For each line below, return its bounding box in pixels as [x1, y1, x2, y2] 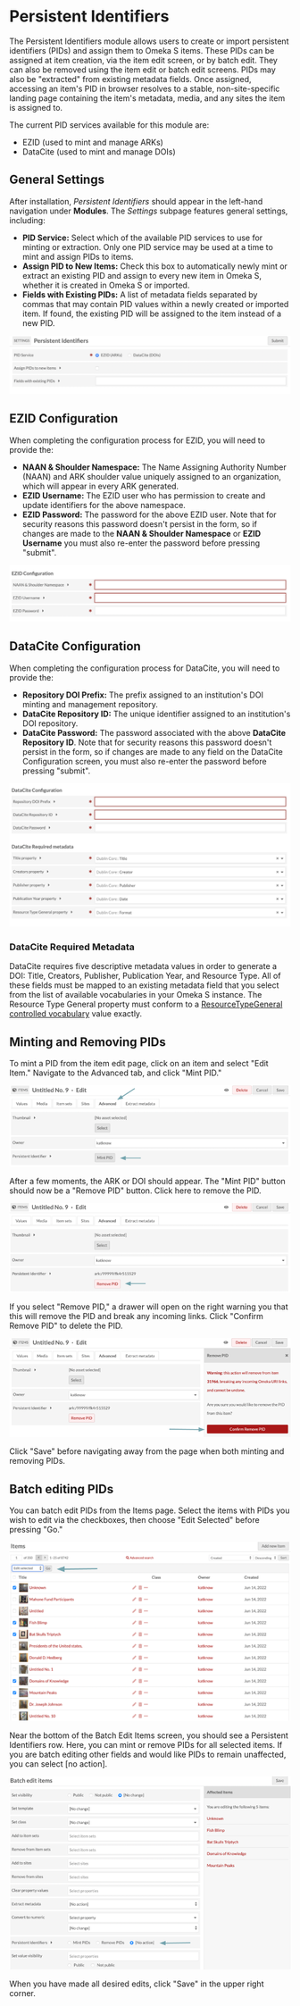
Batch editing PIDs [9, 1481, 114, 1497]
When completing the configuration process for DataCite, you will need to [9, 663, 280, 673]
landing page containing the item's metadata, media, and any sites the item [9, 92, 286, 104]
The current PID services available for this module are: [9, 119, 210, 130]
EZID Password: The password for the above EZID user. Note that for [21, 509, 277, 520]
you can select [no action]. [9, 1759, 108, 1769]
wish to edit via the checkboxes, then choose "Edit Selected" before [9, 1515, 261, 1525]
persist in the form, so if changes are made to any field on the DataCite [21, 746, 283, 756]
